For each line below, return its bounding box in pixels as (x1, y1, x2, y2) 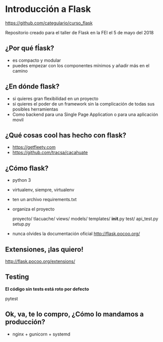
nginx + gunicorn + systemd (12, 331, 71, 337)
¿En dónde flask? (5, 82, 60, 91)
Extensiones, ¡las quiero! (5, 245, 83, 253)
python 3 (12, 177, 31, 183)
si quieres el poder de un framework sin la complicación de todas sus (12, 101, 155, 107)
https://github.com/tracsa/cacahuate (12, 149, 88, 155)
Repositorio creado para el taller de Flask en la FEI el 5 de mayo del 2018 (5, 29, 154, 35)
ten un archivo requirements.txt (12, 197, 77, 203)
